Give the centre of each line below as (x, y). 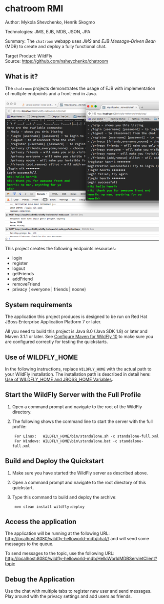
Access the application (41, 521)
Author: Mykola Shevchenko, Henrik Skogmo (50, 22)
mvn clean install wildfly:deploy (50, 507)
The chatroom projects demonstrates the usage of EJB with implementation (80, 88)
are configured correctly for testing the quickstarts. (57, 342)
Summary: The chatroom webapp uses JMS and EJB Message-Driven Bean (81, 41)
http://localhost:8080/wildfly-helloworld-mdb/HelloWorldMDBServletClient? (81, 559)
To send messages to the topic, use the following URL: (60, 553)
